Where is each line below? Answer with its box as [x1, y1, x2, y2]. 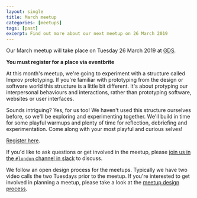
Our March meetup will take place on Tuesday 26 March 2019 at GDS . [6, 47, 176, 54]
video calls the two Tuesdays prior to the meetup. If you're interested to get [6, 173, 190, 180]
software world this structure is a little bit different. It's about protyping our [6, 82, 188, 90]
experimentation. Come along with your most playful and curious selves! [6, 126, 183, 133]
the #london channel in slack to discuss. [6, 155, 103, 162]
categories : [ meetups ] [6, 20, 62, 25]
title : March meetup [6, 14, 57, 20]
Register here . [6, 137, 40, 144]
